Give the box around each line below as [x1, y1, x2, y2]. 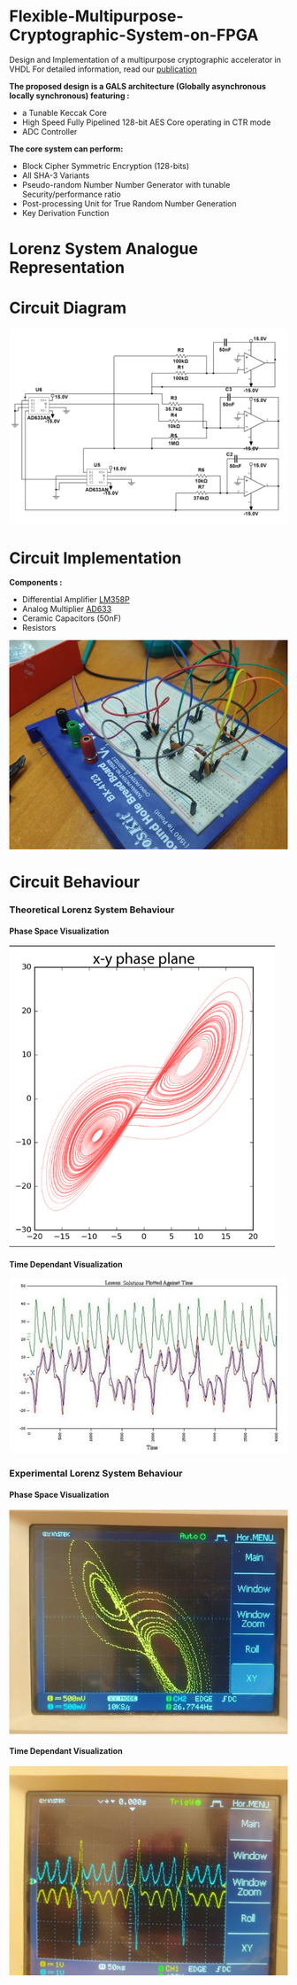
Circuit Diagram [9, 299, 126, 318]
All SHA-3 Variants [21, 170, 90, 181]
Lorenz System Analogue [9, 239, 199, 259]
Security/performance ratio [21, 189, 121, 199]
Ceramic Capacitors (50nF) [21, 613, 122, 624]
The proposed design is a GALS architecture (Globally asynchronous [9, 81, 267, 91]
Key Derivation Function [21, 207, 110, 218]
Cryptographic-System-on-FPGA [9, 25, 259, 45]
